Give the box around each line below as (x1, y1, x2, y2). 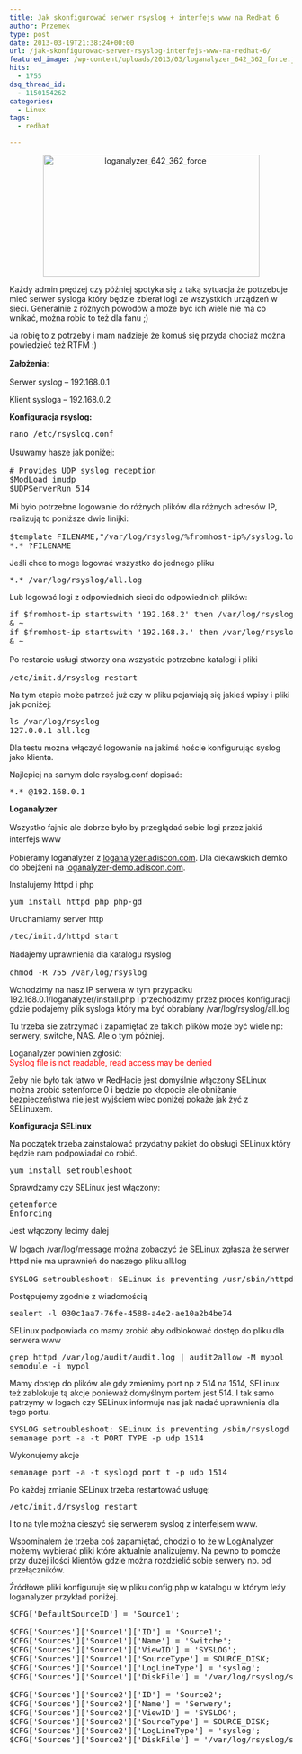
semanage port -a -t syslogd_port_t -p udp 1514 (9, 1467, 227, 1477)
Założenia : (9, 359, 49, 368)
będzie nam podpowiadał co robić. (9, 1147, 138, 1158)
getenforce (9, 1200, 58, 1209)
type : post (9, 30, 50, 39)
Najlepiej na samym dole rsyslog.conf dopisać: (9, 769, 182, 780)
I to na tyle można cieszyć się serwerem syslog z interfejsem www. (9, 1519, 258, 1528)
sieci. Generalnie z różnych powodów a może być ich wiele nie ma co (9, 303, 267, 314)
